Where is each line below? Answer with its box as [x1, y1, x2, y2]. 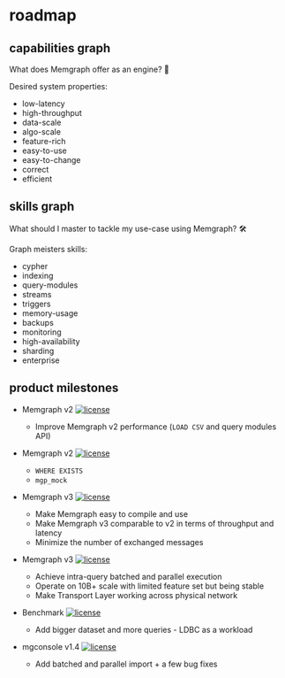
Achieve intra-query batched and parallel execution [34, 571, 222, 582]
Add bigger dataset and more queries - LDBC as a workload [34, 624, 253, 635]
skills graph [9, 199, 75, 214]
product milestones [9, 381, 119, 396]
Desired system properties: [9, 81, 108, 91]
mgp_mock [34, 475, 68, 485]
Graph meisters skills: [9, 243, 88, 254]
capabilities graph [9, 41, 111, 56]
